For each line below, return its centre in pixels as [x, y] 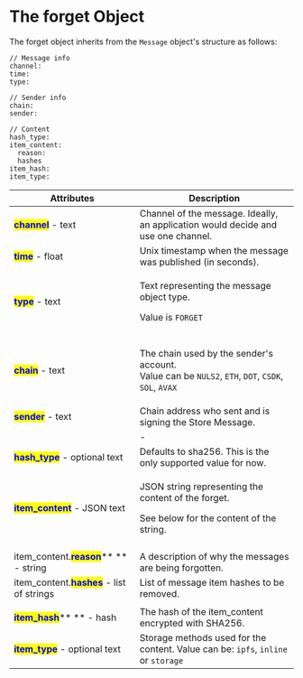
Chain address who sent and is [205, 411]
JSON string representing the [202, 487]
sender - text [43, 416]
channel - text [45, 225]
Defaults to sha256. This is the [204, 451]
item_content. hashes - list [70, 582]
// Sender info [38, 98]
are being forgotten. [181, 568]
